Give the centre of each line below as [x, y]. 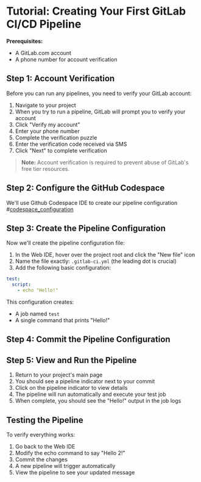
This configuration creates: [40, 302]
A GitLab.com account [43, 52]
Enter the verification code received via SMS [71, 144]
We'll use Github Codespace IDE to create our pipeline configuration [92, 203]
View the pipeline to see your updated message [75, 473]
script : [22, 285]
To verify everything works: [41, 435]
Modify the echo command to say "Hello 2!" [70, 453]
